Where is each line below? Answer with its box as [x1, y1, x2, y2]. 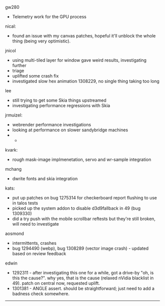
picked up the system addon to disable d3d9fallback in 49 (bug [12, 205, 141, 211]
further [12, 63, 27, 68]
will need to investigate [12, 221, 59, 227]
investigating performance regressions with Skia [12, 103, 110, 108]
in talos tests [12, 200, 38, 206]
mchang [5, 166, 22, 172]
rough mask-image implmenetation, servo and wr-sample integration [12, 156, 151, 162]
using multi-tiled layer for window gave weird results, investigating [12, 57, 147, 63]
